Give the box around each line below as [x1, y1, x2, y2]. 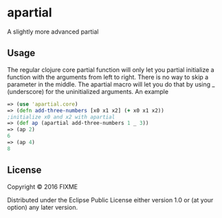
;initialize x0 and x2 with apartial [7, 113, 115, 121]
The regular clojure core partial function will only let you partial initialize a [7, 65, 214, 73]
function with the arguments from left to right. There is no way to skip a [7, 73, 209, 81]
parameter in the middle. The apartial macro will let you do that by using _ [7, 80, 215, 88]
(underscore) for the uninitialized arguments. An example [7, 87, 169, 95]
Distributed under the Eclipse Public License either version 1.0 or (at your [7, 195, 214, 204]
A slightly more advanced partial [7, 27, 99, 36]
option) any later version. [7, 203, 78, 211]
